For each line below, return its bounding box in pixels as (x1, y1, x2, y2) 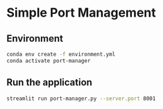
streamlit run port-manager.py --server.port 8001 (6, 95, 156, 102)
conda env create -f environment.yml (6, 51, 116, 58)
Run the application (6, 76, 93, 88)
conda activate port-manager (6, 57, 91, 64)
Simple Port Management (6, 5, 157, 21)
